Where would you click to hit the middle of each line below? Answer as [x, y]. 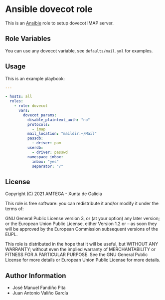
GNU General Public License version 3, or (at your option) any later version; [83, 219]
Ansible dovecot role [49, 9]
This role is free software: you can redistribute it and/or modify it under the [82, 204]
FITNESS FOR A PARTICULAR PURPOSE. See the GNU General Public [77, 255]
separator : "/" [48, 166]
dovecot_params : [40, 115]
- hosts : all [19, 97]
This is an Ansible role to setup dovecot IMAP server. [59, 23]
